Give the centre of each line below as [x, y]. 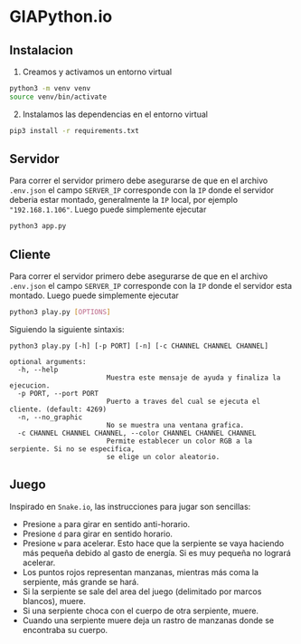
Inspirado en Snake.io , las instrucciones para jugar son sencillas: [130, 506]
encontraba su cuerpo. [65, 630]
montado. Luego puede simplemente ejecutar [94, 295]
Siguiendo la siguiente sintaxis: [67, 329]
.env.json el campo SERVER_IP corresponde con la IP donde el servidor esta [150, 286]
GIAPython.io [61, 17]
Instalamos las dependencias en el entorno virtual [115, 114]
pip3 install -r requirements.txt [75, 130]
